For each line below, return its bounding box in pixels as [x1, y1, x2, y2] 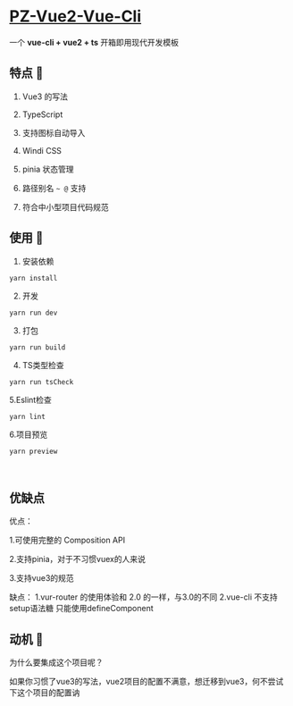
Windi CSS [21, 145, 63, 155]
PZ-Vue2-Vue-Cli [9, 6, 142, 27]
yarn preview [9, 447, 58, 456]
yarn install [9, 273, 58, 282]
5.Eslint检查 [9, 394, 52, 405]
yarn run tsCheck [9, 377, 74, 386]
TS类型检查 [21, 359, 64, 370]
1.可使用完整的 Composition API [9, 534, 126, 546]
